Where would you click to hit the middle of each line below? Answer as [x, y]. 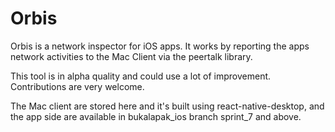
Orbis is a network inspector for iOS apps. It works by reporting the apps [160, 46]
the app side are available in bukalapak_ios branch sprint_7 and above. [156, 116]
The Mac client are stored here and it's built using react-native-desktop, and [167, 106]
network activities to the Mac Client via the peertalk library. [131, 56]
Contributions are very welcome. [77, 86]
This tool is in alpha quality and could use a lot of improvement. [141, 76]
